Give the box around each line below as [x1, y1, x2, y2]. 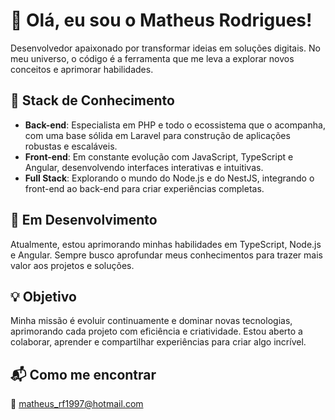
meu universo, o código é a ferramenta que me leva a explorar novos [10, 52, 295, 64]
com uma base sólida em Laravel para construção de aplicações [24, 129, 291, 141]
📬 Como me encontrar [10, 366, 157, 383]
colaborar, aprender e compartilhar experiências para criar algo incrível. [10, 336, 307, 348]
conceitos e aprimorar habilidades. [10, 63, 154, 75]
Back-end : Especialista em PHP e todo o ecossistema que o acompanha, [24, 119, 326, 131]
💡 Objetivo [10, 288, 77, 305]
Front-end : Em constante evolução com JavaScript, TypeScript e [24, 150, 294, 163]
